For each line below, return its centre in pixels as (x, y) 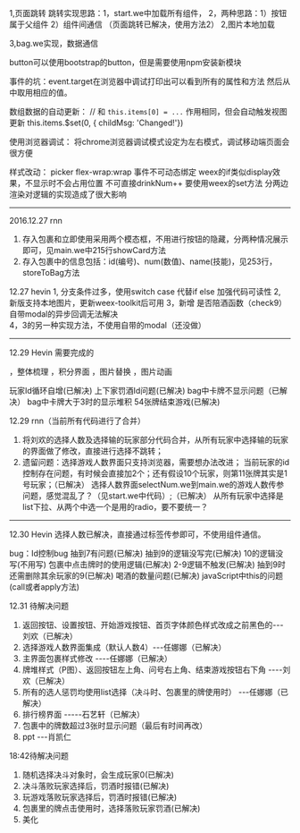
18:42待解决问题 (39, 756)
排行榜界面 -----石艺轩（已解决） (83, 714)
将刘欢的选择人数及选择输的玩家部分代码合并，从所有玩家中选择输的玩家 (155, 440)
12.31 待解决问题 (39, 606)
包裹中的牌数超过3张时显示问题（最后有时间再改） (115, 726)
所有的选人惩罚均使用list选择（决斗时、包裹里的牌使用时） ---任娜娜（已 (155, 692)
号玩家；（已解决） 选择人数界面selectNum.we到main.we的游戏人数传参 (153, 484)
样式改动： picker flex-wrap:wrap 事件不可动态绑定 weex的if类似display (141, 172)
